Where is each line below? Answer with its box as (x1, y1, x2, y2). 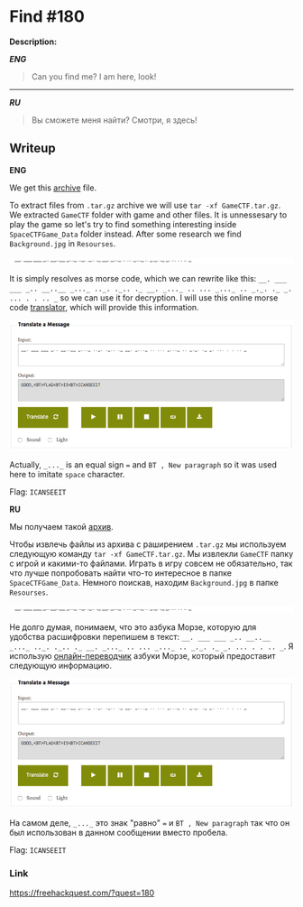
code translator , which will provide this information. (9, 301, 200, 312)
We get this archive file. (9, 182, 97, 193)
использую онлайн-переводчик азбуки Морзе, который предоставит (9, 650, 277, 661)
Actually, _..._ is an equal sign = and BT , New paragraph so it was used (9, 458, 278, 470)
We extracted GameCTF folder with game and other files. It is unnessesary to (9, 209, 288, 220)
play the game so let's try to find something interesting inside (9, 218, 237, 229)
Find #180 (9, 6, 86, 27)
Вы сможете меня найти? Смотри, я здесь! (31, 115, 197, 125)
